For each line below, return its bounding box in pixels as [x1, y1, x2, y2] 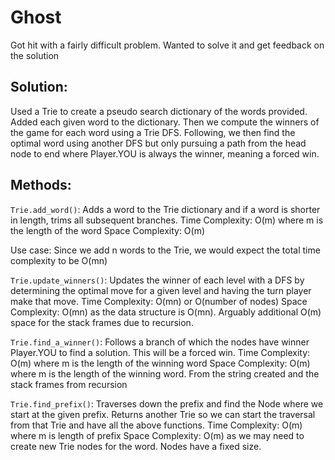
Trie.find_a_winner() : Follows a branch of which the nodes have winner [10, 336, 310, 348]
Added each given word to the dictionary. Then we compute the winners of [10, 116, 320, 128]
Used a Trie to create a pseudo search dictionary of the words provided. [10, 105, 308, 117]
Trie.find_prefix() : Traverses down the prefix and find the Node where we [10, 397, 324, 410]
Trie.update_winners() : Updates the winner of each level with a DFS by [10, 274, 305, 286]
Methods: [10, 177, 72, 194]
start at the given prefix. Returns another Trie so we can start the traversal [10, 408, 316, 420]
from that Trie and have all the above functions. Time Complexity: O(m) [10, 419, 303, 431]
